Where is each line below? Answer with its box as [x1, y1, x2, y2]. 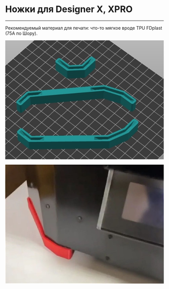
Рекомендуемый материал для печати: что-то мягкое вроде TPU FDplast [5, 25, 162, 31]
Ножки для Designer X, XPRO [5, 4, 133, 15]
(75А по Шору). [5, 30, 38, 36]
